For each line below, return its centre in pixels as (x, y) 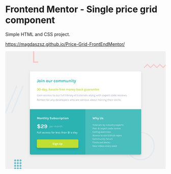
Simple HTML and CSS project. (38, 34)
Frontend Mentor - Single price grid (81, 9)
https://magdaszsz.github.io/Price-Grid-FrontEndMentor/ (65, 44)
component (30, 20)
